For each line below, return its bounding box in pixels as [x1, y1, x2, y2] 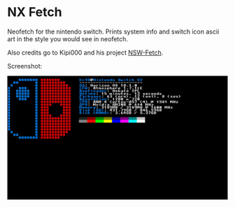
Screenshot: [7, 62, 43, 70]
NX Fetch [7, 4, 62, 20]
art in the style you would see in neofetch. [7, 34, 128, 43]
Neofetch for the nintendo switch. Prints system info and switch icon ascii [7, 27, 220, 36]
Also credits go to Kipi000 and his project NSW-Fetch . [7, 48, 164, 57]
